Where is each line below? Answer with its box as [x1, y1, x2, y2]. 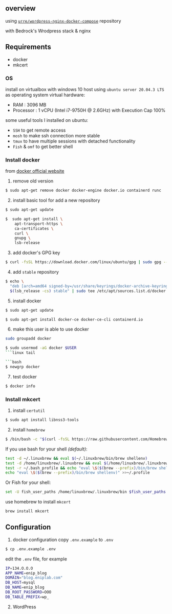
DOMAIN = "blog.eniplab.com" [5, 575, 63, 581]
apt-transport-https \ [14, 221, 63, 226]
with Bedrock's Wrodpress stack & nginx [5, 28, 91, 34]
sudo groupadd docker [5, 336, 52, 341]
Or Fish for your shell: [5, 479, 51, 485]
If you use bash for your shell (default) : [5, 446, 88, 452]
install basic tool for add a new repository [12, 197, 100, 204]
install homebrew [12, 426, 45, 432]
